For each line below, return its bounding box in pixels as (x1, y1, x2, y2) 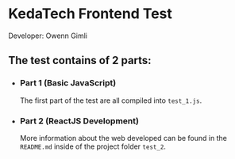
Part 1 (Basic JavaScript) (19, 78, 117, 89)
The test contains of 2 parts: (8, 54, 152, 67)
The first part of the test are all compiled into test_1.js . (19, 96, 202, 105)
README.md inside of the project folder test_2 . (19, 142, 167, 151)
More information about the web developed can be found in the (19, 133, 228, 142)
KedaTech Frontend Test (8, 5, 173, 23)
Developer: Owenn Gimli (8, 31, 87, 40)
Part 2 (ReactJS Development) (19, 115, 139, 127)
